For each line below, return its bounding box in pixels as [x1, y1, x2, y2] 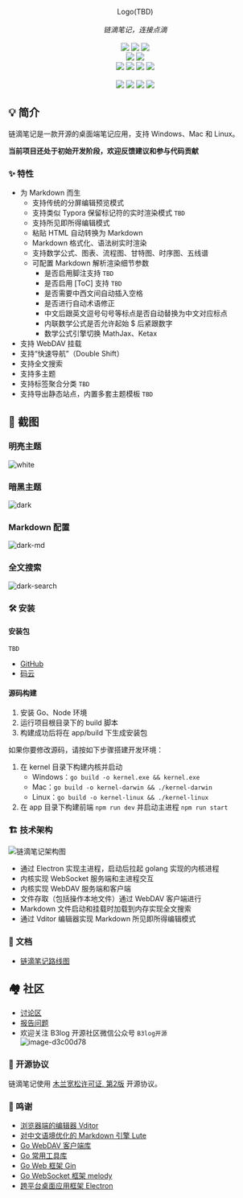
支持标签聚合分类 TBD [19, 379, 90, 389]
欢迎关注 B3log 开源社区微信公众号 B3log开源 [19, 1028, 167, 1038]
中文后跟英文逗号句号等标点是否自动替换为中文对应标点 [43, 309, 228, 319]
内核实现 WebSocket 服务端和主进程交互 [19, 874, 154, 883]
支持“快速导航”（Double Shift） [19, 349, 124, 359]
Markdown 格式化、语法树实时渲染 [31, 238, 147, 248]
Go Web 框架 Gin [19, 1161, 76, 1171]
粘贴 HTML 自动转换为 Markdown [31, 228, 143, 238]
